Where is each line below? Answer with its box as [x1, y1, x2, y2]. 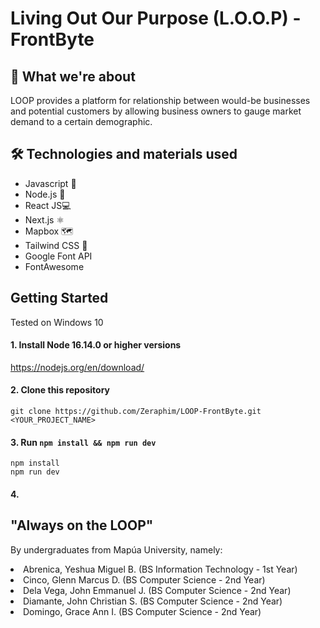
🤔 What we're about [10, 68, 136, 85]
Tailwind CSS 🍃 [24, 239, 88, 251]
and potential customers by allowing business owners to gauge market [10, 105, 302, 117]
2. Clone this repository [10, 384, 110, 396]
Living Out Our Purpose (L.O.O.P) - [10, 7, 302, 30]
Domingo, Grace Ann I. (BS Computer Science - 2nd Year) [23, 605, 262, 617]
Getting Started [10, 290, 109, 307]
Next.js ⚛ [24, 213, 65, 226]
